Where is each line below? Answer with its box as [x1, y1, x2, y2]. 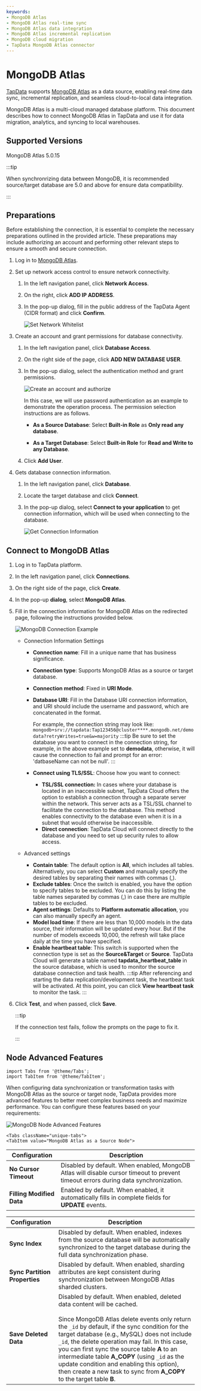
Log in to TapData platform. [14, 561, 83, 569]
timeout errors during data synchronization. [60, 1176, 183, 1184]
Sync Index [9, 1240, 42, 1248]
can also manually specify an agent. [32, 913, 121, 920]
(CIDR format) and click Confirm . [23, 310, 106, 317]
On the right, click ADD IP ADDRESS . [23, 292, 115, 299]
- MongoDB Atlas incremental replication [6, 31, 111, 37]
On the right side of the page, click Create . [14, 584, 121, 592]
